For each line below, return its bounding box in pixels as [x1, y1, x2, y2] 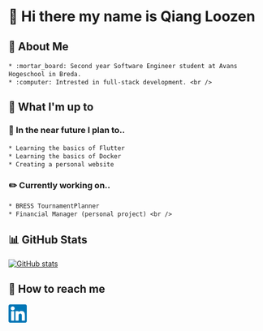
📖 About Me [8, 40, 69, 54]
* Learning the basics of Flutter [8, 144, 126, 153]
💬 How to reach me [8, 282, 106, 296]
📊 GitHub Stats [8, 233, 88, 247]
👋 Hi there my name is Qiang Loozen [8, 7, 256, 26]
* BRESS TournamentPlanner [8, 202, 100, 210]
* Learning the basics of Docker [8, 152, 122, 161]
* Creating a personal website [8, 160, 114, 169]
